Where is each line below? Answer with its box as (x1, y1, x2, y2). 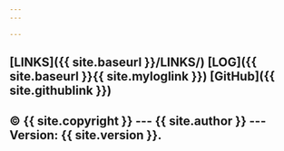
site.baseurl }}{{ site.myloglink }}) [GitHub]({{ (9, 69, 275, 84)
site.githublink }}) (9, 83, 112, 99)
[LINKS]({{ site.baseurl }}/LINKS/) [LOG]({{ (9, 55, 257, 71)
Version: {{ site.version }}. (9, 127, 162, 143)
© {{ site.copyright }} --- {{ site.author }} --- (9, 114, 267, 129)
